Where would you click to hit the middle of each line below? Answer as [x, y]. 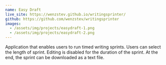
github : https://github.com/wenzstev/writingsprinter [62, 19]
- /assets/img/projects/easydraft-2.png [52, 33]
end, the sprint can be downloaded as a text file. [55, 57]
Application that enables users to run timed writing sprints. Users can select [83, 47]
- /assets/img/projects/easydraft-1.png [52, 28]
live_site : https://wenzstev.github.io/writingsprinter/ [66, 14]
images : [13, 24]
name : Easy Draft [23, 10]
